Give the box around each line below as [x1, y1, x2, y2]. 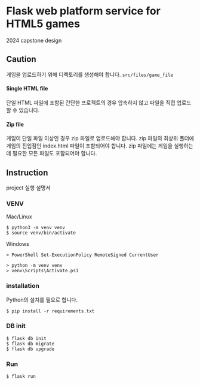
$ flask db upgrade [6, 346, 55, 352]
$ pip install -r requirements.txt [6, 308, 95, 314]
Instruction [6, 167, 48, 178]
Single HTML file [6, 85, 48, 92]
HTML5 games [6, 17, 81, 31]
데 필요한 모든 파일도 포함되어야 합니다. [6, 150, 97, 157]
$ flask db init [6, 335, 47, 341]
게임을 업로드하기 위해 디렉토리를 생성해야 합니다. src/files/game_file [6, 71, 174, 78]
